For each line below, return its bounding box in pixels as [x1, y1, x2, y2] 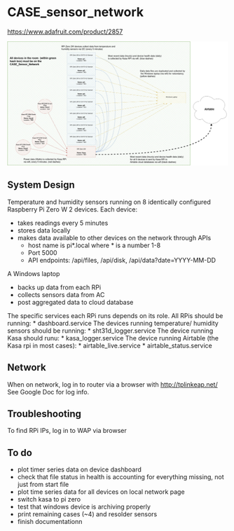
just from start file [17, 481, 69, 489]
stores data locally [17, 226, 71, 235]
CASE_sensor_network [7, 4, 144, 20]
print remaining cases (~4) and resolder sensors [17, 510, 158, 518]
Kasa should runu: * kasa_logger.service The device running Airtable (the [7, 333, 219, 342]
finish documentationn [17, 518, 83, 526]
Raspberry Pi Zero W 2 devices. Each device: [7, 205, 138, 214]
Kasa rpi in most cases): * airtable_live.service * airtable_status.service [7, 341, 212, 350]
